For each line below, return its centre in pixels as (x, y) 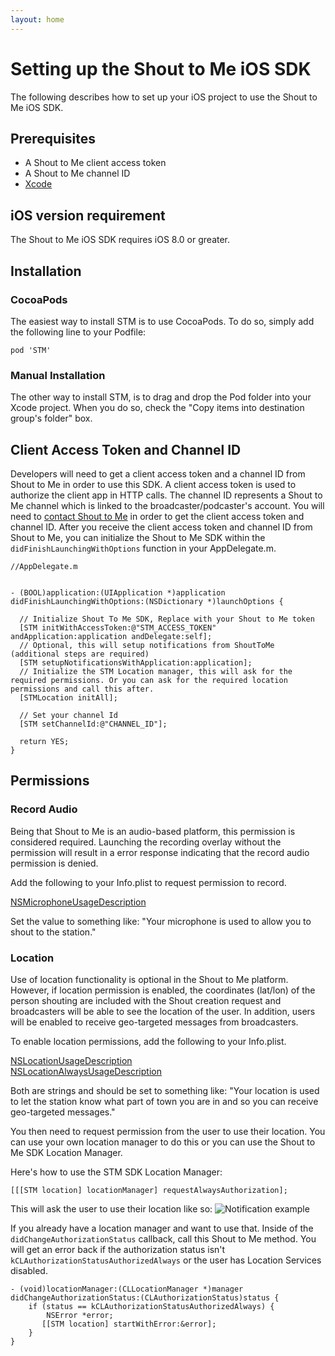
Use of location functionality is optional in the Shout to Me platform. (149, 979)
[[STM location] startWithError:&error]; (129, 1324)
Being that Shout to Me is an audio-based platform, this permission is (153, 831)
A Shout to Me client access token (95, 163)
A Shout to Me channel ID (77, 173)
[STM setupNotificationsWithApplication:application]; (136, 662)
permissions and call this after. (82, 689)
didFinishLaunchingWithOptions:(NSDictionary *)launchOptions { (147, 601)
